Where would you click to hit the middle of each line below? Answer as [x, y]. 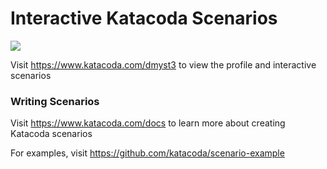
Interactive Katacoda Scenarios [144, 18]
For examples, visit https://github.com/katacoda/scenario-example [147, 153]
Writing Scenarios [55, 101]
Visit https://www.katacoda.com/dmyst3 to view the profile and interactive [163, 64]
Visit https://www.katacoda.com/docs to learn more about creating [148, 123]
